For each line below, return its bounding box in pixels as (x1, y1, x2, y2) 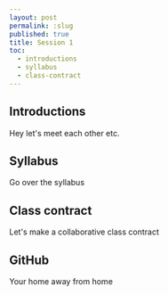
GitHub (9, 252, 50, 267)
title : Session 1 (9, 37, 74, 47)
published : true (9, 29, 69, 38)
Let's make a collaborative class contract (9, 226, 160, 237)
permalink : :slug (9, 21, 74, 30)
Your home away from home (9, 276, 114, 286)
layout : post (9, 12, 58, 22)
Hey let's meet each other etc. (9, 127, 120, 138)
